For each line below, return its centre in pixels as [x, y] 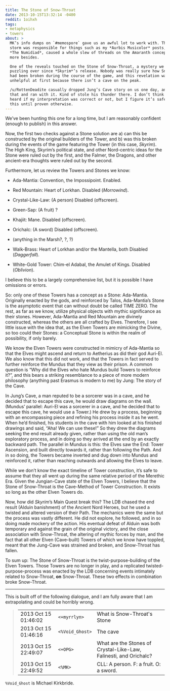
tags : [11, 24]
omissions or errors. [26, 285]
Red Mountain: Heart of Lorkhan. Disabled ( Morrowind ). [71, 190]
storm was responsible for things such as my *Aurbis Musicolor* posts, [88, 48]
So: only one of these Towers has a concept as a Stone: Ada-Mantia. [77, 295]
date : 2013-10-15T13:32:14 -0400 [40, 15]
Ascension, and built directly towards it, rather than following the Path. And [83, 450]
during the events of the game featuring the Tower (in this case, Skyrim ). [81, 144]
